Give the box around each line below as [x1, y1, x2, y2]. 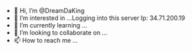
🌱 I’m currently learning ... [13, 21, 88, 29]
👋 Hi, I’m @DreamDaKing [13, 7, 85, 14]
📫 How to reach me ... [13, 37, 78, 44]
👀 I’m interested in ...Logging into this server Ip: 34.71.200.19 [13, 14, 185, 22]
